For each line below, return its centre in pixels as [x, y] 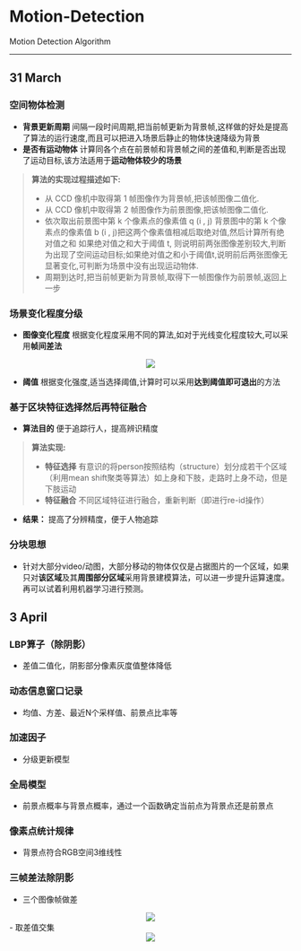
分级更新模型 [46, 759]
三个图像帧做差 [50, 899]
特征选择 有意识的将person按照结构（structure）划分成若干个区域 [166, 467]
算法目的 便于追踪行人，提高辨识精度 [90, 429]
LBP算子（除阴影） [50, 644]
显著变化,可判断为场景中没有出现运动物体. [121, 266]
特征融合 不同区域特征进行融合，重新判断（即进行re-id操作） [157, 501]
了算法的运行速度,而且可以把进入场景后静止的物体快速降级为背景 [141, 137]
